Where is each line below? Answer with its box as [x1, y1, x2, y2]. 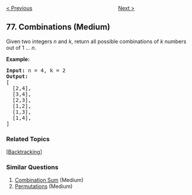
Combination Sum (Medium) [14, 177, 84, 184]
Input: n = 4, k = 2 [6, 67, 66, 73]
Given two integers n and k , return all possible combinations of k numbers [6, 37, 187, 45]
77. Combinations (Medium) [6, 22, 111, 32]
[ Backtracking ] [6, 148, 43, 155]
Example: [6, 55, 30, 63]
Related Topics [6, 135, 50, 143]
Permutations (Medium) [14, 183, 73, 190]
